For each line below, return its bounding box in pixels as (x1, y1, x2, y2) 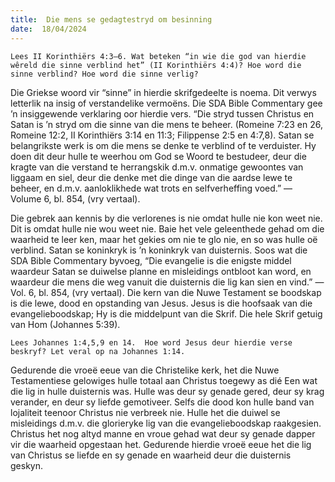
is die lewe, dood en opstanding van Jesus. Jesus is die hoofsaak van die (10, 297, 313, 309)
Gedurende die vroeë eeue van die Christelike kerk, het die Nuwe (10, 364, 280, 376)
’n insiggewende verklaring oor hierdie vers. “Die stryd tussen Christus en (10, 107, 315, 120)
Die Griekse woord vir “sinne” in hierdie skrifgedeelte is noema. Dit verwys (10, 86, 317, 98)
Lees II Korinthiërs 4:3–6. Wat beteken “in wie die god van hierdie (10, 51, 307, 61)
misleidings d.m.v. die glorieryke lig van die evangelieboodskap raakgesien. (10, 417, 322, 429)
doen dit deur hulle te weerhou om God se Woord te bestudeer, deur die (10, 150, 307, 162)
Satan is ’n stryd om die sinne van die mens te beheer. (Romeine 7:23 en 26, (10, 118, 323, 130)
